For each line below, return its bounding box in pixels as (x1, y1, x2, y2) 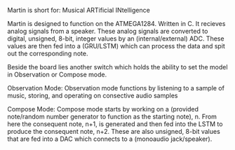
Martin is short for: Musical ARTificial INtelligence (7, 6, 151, 14)
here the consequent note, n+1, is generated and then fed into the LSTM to (7, 120, 223, 128)
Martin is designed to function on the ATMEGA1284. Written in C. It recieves (7, 20, 226, 27)
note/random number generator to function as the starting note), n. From (7, 112, 217, 121)
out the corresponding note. (7, 49, 88, 57)
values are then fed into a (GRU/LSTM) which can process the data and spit (7, 42, 226, 50)
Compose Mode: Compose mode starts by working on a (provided (7, 105, 199, 113)
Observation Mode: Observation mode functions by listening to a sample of (7, 84, 224, 92)
